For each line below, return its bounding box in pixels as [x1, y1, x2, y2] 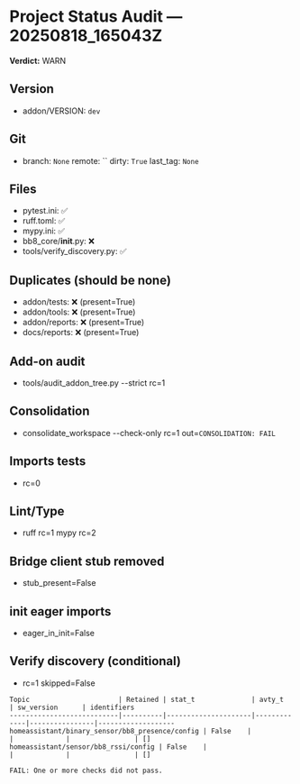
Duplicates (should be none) [9, 272, 171, 287]
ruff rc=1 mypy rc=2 [22, 527, 96, 538]
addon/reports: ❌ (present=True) [22, 317, 145, 328]
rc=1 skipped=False [22, 678, 96, 688]
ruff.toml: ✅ [22, 215, 66, 226]
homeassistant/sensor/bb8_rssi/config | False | [9, 742, 207, 752]
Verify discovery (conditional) [9, 653, 182, 669]
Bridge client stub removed [9, 553, 165, 569]
